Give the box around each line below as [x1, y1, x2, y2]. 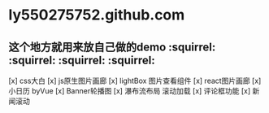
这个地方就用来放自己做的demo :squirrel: [8, 40, 216, 54]
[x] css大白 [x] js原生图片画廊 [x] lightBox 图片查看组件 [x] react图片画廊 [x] [8, 76, 262, 85]
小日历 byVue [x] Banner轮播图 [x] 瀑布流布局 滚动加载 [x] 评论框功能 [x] [8, 86, 251, 95]
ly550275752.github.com [8, 6, 185, 24]
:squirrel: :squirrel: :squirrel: [8, 53, 156, 67]
